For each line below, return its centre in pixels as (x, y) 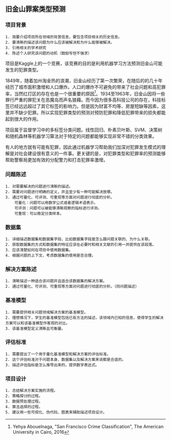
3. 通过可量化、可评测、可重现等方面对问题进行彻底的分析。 (60, 197)
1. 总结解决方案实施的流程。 (32, 391)
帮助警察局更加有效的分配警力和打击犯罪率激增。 (56, 160)
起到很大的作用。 (23, 119)
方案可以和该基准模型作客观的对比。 (38, 323)
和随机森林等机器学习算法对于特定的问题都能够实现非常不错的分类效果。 (81, 136)
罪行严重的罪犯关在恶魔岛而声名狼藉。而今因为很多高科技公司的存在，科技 (83, 100)
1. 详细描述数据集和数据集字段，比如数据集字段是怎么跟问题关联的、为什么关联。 (79, 239)
